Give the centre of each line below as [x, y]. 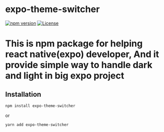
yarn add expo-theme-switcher [37, 124]
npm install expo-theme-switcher [40, 106]
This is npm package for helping [74, 44]
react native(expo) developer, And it [82, 54]
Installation [23, 94]
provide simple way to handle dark [79, 65]
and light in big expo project [65, 76]
